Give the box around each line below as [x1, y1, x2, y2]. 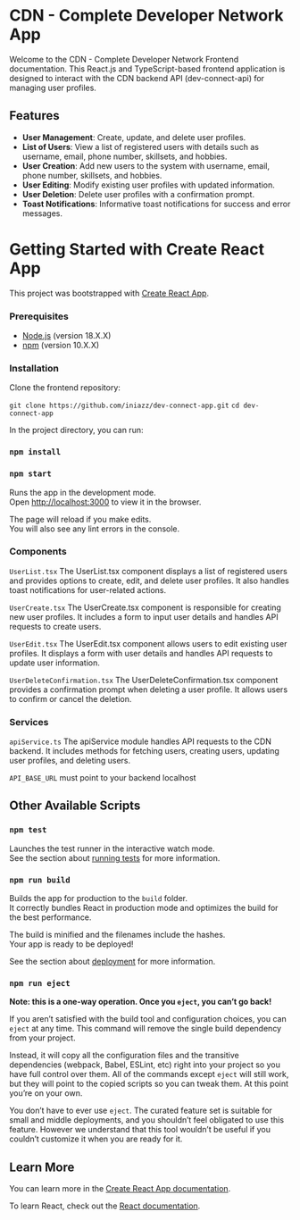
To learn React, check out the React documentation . [9, 1200, 201, 1211]
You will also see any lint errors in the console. [9, 523, 180, 534]
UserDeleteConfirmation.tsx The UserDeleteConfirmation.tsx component [9, 674, 279, 685]
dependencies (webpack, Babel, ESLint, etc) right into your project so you [9, 1059, 281, 1070]
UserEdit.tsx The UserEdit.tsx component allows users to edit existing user [9, 638, 287, 648]
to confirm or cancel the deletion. [9, 693, 132, 704]
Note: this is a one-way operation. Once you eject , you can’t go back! [9, 997, 272, 1007]
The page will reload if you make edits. [9, 514, 152, 524]
